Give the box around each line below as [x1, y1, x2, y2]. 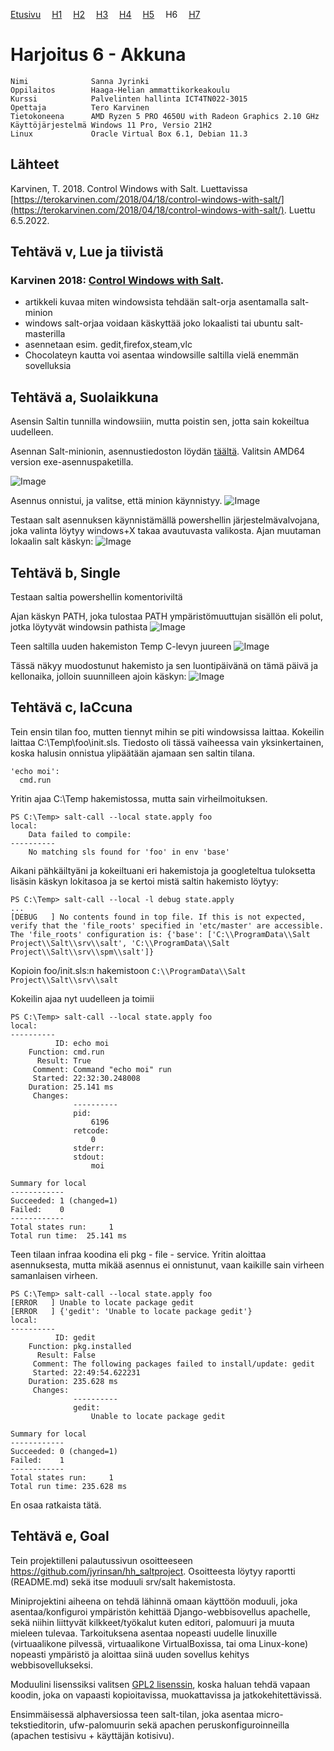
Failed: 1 [10, 1455, 65, 1465]
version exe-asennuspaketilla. [10, 456, 134, 468]
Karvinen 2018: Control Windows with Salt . [10, 274, 225, 288]
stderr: [73, 1143, 105, 1153]
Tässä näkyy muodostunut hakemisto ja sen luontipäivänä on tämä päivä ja [10, 660, 319, 672]
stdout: [73, 1152, 105, 1162]
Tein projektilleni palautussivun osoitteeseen [10, 1554, 193, 1566]
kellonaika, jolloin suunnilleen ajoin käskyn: [10, 670, 187, 683]
